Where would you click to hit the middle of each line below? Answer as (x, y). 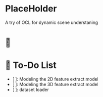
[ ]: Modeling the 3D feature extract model (55, 85)
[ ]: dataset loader (30, 90)
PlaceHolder (31, 9)
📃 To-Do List (31, 65)
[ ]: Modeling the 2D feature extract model (55, 79)
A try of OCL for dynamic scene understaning (51, 22)
